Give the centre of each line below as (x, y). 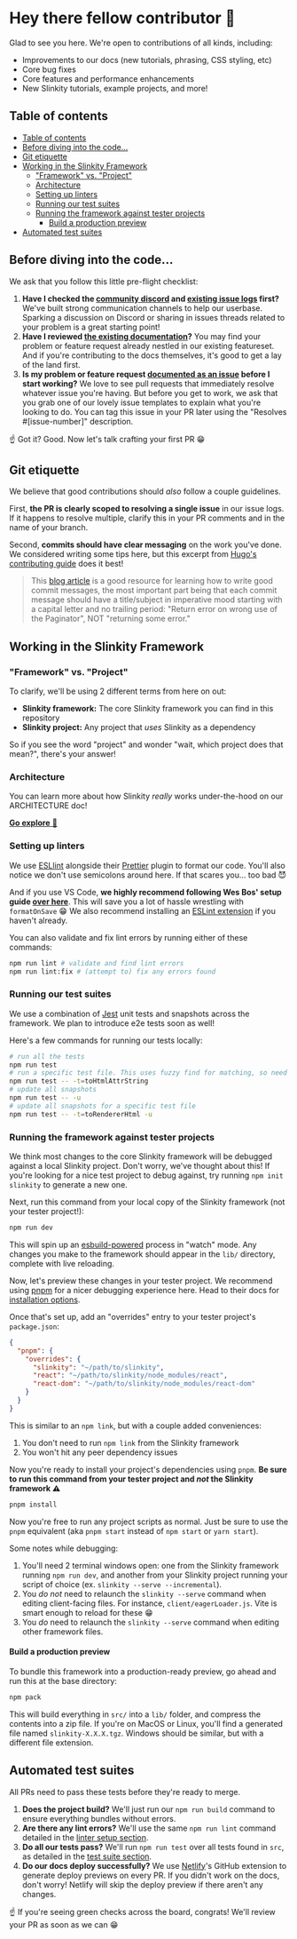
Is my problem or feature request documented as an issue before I (146, 374)
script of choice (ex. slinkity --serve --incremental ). (122, 1584)
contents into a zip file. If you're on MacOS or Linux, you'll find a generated (146, 1723)
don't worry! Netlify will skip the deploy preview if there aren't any (142, 1884)
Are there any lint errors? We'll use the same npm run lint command (149, 1828)
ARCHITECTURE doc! (48, 806)
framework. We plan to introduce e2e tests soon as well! (112, 1023)
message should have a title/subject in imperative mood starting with (156, 600)
